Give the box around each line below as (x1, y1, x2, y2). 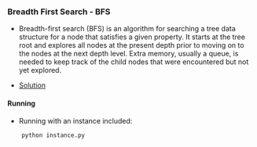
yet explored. (18, 66, 62, 75)
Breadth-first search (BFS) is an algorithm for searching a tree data (18, 24, 237, 34)
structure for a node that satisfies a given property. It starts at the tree (18, 32, 245, 41)
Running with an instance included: (18, 116, 133, 125)
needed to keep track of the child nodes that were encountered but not (18, 57, 249, 66)
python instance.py (21, 131, 86, 139)
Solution (18, 81, 46, 90)
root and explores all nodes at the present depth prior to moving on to (18, 41, 244, 50)
